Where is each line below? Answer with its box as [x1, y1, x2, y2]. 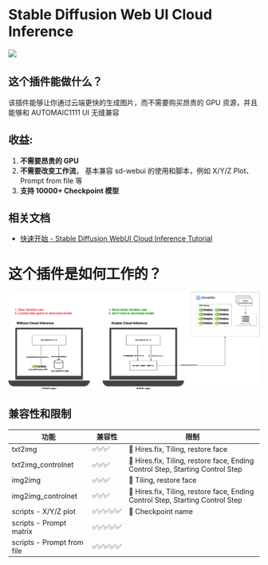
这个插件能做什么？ [8, 75, 103, 88]
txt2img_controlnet [11, 460, 74, 469]
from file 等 [45, 175, 83, 185]
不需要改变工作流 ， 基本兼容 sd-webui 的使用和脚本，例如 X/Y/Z [19, 166, 232, 175]
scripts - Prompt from [11, 537, 84, 547]
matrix [11, 526, 33, 536]
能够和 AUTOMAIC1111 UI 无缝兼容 [8, 108, 120, 117]
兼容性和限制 [8, 407, 72, 421]
